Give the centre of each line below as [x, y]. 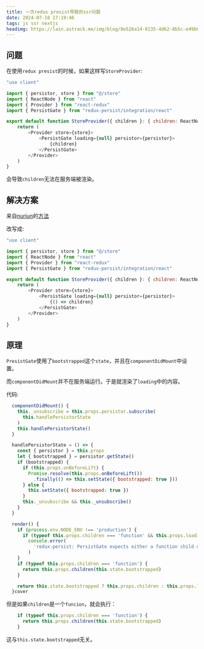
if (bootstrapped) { [43, 462]
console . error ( [47, 541]
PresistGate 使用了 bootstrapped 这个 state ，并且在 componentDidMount [92, 361]
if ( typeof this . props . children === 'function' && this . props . [104, 535]
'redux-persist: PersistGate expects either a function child [114, 547]
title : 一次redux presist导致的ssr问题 [53, 12]
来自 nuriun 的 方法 [28, 216]
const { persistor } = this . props [61, 451]
